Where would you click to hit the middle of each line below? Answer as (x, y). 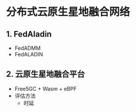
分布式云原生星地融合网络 (68, 12)
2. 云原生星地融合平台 (46, 74)
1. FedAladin (29, 34)
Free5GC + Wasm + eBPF (46, 89)
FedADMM (28, 48)
